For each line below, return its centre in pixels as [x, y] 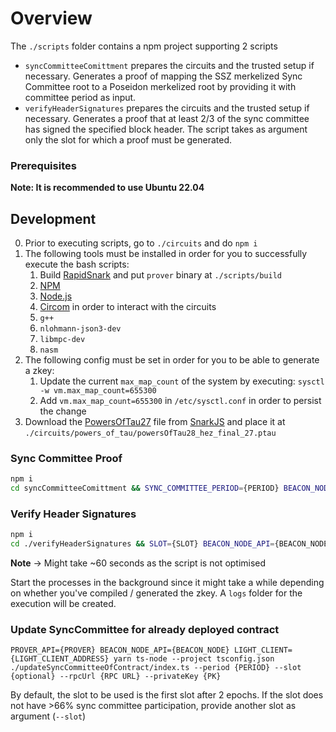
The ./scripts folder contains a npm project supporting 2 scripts [144, 46]
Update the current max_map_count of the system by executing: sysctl [182, 381]
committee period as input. [80, 97]
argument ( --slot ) [48, 716]
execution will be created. [63, 604]
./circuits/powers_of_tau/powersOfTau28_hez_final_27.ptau [150, 433]
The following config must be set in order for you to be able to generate [172, 360]
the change [63, 411]
